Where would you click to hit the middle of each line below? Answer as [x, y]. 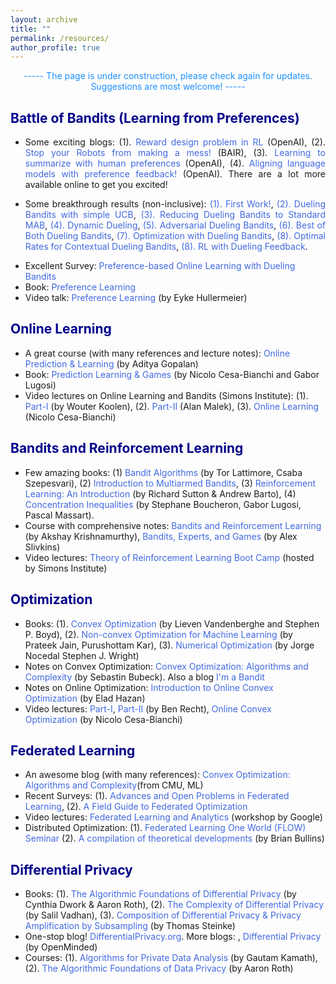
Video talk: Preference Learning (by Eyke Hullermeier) [136, 298]
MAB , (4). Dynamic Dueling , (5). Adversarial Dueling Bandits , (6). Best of [175, 225]
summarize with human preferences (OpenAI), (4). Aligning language [175, 163]
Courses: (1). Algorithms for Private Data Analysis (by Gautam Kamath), [171, 958]
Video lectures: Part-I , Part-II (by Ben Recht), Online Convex [148, 708]
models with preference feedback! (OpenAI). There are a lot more [175, 174]
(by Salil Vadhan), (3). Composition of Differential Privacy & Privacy [163, 915]
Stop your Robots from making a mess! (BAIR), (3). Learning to [175, 153]
